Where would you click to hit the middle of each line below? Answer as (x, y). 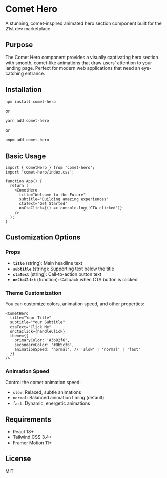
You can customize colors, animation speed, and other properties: (75, 304)
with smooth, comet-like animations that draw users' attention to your (79, 63)
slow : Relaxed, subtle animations (47, 392)
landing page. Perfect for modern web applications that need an (73, 68)
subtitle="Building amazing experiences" (64, 199)
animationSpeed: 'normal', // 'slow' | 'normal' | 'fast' (78, 349)
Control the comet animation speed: (43, 383)
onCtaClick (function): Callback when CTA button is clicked (75, 279)
